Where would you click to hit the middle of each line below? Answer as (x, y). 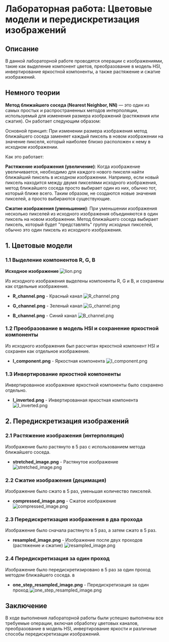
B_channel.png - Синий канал (45, 315)
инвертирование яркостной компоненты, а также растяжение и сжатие (83, 72)
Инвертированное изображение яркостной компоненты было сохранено (84, 385)
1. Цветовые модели (39, 246)
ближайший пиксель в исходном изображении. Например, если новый (82, 177)
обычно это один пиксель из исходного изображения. (64, 229)
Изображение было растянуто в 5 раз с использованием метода (75, 446)
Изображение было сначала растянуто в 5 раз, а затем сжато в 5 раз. (81, 531)
